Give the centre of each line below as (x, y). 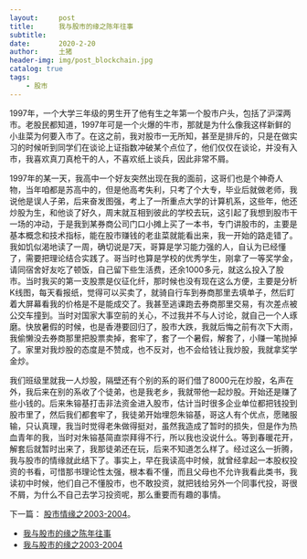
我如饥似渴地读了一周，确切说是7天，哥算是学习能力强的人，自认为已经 (144, 247)
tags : (20, 78)
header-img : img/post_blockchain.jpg (81, 60)
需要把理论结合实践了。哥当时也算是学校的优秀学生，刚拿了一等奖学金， (161, 258)
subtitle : (28, 35)
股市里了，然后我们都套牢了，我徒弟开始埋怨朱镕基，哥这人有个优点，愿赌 (149, 414)
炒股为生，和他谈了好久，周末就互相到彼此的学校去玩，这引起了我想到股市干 (153, 212)
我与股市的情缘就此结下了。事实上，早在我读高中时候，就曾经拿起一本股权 (149, 460)
